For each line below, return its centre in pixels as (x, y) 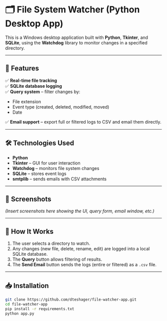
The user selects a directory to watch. (51, 243)
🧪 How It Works (29, 232)
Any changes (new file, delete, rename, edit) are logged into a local (81, 249)
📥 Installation (27, 285)
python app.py (20, 314)
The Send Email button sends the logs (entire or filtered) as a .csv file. (84, 265)
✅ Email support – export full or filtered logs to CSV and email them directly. (83, 122)
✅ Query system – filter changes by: (43, 91)
